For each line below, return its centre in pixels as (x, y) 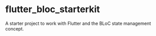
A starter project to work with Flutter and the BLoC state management (78, 23)
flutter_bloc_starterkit (53, 9)
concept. (15, 28)
